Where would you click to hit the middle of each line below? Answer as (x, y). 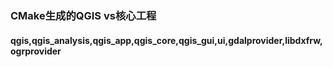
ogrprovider (36, 51)
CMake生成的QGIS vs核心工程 (83, 15)
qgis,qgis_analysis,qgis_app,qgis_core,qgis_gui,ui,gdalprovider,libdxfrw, (166, 40)
